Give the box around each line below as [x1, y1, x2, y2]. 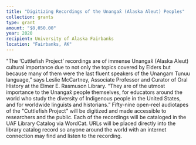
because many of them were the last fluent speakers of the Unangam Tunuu [6, 70, 190, 77]
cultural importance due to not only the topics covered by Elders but [6, 63, 171, 70]
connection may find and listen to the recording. [6, 132, 122, 139]
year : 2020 [6, 31, 33, 36]
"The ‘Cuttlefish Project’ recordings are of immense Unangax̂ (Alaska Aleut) [6, 57, 189, 65]
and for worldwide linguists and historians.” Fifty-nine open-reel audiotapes [6, 101, 189, 108]
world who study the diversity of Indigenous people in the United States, [6, 95, 181, 102]
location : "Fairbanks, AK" [6, 42, 72, 48]
